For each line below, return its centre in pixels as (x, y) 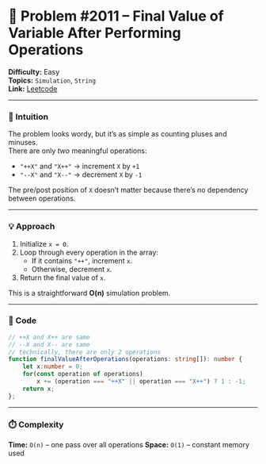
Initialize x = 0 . (44, 244)
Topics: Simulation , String (52, 80)
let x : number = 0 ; (53, 367)
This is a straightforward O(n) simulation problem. (89, 293)
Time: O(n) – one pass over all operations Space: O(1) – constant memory (129, 445)
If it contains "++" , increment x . (82, 260)
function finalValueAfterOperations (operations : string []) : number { (125, 359)
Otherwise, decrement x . (72, 269)
